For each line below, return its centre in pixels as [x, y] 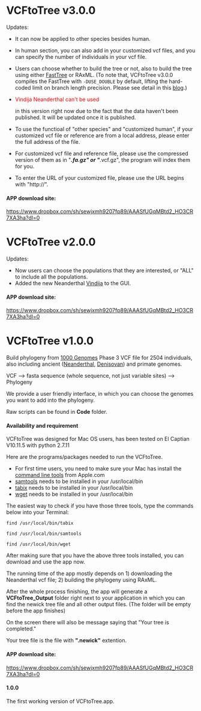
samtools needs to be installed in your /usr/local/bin [79, 481]
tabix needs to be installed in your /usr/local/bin [74, 488]
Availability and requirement [42, 425]
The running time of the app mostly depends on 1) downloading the [89, 574]
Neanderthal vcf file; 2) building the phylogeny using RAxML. [82, 580]
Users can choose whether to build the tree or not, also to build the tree [103, 68]
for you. [25, 166]
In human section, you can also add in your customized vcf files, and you [105, 50]
